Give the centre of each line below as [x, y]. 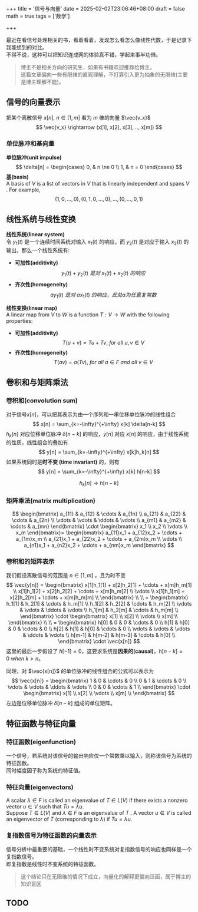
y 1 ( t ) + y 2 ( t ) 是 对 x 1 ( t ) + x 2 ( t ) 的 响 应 [103, 274]
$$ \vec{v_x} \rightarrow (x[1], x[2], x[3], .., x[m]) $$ [99, 127]
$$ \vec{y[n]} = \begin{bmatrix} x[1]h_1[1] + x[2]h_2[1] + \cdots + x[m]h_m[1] [99, 585]
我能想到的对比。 [27, 47]
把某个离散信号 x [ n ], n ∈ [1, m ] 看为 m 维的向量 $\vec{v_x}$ [78, 117]
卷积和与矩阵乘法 [37, 382]
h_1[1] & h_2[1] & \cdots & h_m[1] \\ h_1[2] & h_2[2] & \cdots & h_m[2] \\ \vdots [99, 604]
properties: [19, 321]
